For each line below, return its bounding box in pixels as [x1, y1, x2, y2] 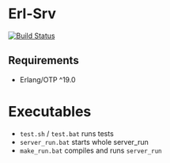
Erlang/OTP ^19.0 [19, 74, 77, 84]
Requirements [8, 54, 79, 67]
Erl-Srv [8, 5, 57, 23]
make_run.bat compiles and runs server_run [19, 146, 162, 155]
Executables [8, 102, 92, 120]
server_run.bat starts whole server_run [19, 137, 149, 146]
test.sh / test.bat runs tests [19, 128, 115, 138]
